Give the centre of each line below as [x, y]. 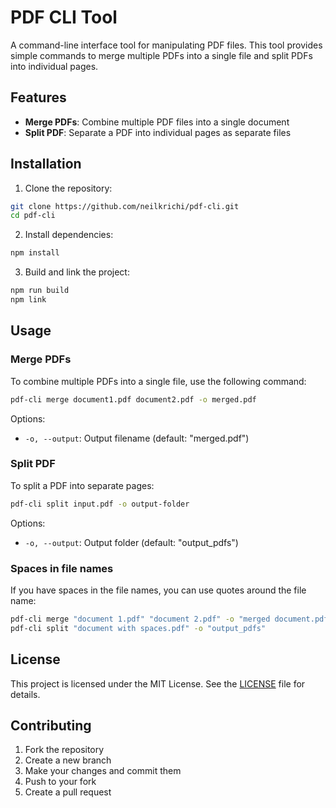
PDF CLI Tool [64, 17]
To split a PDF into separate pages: [82, 485]
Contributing [51, 725]
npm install [35, 253]
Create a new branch [68, 760]
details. [25, 694]
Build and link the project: [77, 272]
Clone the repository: [68, 188]
